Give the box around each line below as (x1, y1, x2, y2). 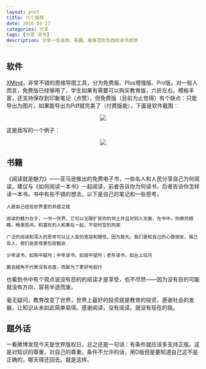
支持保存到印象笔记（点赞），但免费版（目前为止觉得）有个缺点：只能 (22, 94, 197, 102)
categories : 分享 (6, 26, 49, 32)
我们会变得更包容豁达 (20, 240, 66, 247)
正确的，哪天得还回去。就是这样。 (6, 356, 93, 363)
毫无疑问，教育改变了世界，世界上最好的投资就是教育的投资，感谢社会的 (6, 296, 189, 304)
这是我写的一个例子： (6, 126, 60, 133)
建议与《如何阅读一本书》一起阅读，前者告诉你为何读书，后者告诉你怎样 (17, 182, 200, 190)
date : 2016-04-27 (6, 20, 51, 26)
